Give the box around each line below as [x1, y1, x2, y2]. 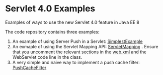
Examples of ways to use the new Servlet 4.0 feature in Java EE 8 [5, 19, 140, 25]
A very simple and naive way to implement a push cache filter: [12, 59, 140, 65]
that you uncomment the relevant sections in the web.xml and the [12, 49, 147, 55]
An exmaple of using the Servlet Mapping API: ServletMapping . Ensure [12, 43, 159, 49]
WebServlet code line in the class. [12, 54, 82, 60]
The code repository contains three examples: [5, 29, 100, 35]
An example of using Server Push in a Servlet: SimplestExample [12, 38, 143, 44]
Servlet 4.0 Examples [5, 3, 95, 14]
